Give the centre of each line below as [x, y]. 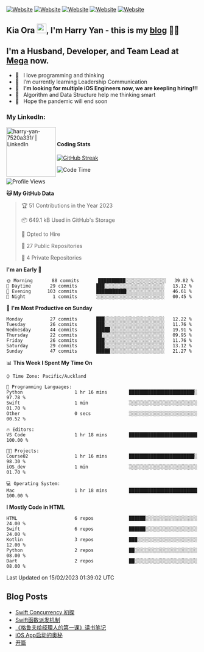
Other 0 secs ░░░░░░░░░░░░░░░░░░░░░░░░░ [102, 413]
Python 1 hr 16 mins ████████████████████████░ [102, 392]
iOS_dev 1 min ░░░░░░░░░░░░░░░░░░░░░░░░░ [102, 467]
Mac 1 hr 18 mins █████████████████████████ [102, 491]
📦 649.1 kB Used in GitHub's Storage [68, 220]
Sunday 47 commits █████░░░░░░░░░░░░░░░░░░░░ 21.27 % [99, 351]
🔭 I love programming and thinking [60, 76]
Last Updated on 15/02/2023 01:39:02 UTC [60, 577]
